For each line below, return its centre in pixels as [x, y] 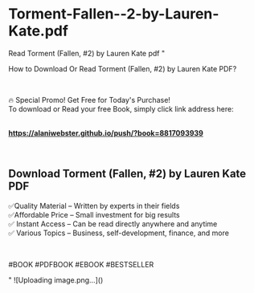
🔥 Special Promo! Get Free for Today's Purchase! [90, 100]
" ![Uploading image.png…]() [56, 280]
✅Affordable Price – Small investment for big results [94, 214]
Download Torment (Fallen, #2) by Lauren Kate [127, 174]
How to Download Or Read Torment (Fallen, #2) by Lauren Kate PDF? [123, 68]
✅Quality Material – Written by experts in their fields [94, 206]
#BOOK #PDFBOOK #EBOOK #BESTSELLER [81, 264]
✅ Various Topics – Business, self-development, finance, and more [119, 233]
